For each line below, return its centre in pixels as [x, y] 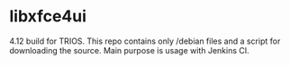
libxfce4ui [48, 16]
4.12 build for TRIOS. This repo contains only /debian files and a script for [145, 41]
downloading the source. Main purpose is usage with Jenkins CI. [129, 50]
